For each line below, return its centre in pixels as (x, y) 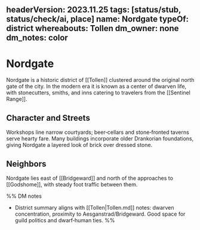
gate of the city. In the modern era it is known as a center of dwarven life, (96, 87)
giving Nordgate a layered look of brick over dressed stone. (79, 145)
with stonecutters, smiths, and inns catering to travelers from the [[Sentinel (99, 93)
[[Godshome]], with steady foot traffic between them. (72, 184)
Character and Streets (48, 118)
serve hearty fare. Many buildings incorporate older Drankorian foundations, (100, 139)
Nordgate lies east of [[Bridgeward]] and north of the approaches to (90, 178)
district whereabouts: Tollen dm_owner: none (93, 28)
